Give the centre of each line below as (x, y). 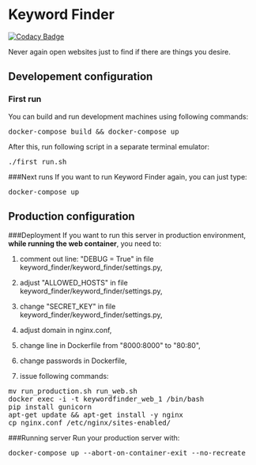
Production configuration (72, 216)
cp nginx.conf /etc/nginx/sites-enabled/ (90, 423)
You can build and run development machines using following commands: (128, 116)
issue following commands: (64, 376)
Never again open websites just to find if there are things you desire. (120, 51)
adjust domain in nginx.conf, (66, 331)
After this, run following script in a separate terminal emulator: (109, 146)
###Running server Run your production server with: (94, 438)
